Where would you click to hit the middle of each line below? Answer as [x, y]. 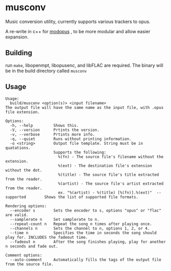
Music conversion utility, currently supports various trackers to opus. [78, 21]
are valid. [17, 215]
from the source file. [29, 264]
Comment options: [24, 255]
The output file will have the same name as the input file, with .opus [84, 107]
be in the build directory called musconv [46, 71]
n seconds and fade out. [32, 246]
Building [19, 53]
